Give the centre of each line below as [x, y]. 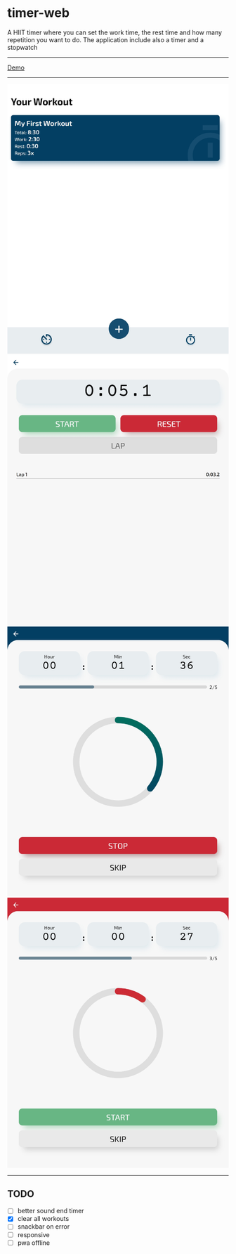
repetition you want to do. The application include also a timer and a [106, 39]
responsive [34, 1234]
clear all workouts [43, 1219]
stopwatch [22, 47]
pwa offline [34, 1243]
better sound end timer [51, 1211]
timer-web [39, 13]
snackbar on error [44, 1227]
